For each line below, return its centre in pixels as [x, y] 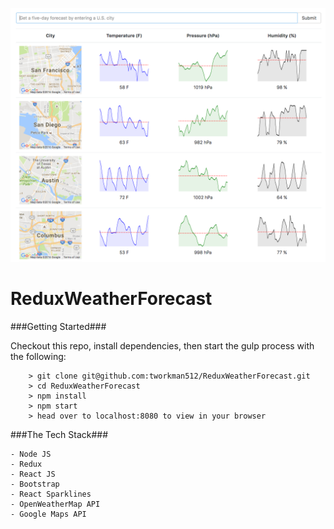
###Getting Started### [58, 326]
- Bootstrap [35, 484]
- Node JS [31, 454]
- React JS [33, 474]
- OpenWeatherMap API [55, 504]
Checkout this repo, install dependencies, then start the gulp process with [162, 345]
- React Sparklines [51, 494]
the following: [38, 356]
